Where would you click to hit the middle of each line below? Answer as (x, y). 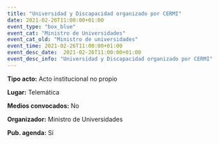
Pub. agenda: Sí (31, 132)
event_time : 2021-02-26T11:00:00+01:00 (65, 46)
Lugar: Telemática (33, 92)
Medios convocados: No (43, 106)
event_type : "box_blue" (42, 26)
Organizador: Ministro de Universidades (65, 119)
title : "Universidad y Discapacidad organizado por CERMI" (95, 14)
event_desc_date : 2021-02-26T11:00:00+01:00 (74, 53)
